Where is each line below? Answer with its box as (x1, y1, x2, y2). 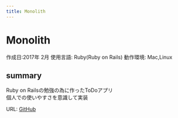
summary (6, 70, 42, 80)
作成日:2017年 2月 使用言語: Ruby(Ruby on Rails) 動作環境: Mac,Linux (6, 53, 173, 60)
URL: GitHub (6, 106, 36, 113)
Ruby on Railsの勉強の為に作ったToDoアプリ (6, 87, 113, 94)
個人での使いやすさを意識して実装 (6, 94, 88, 101)
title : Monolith (6, 8, 46, 15)
